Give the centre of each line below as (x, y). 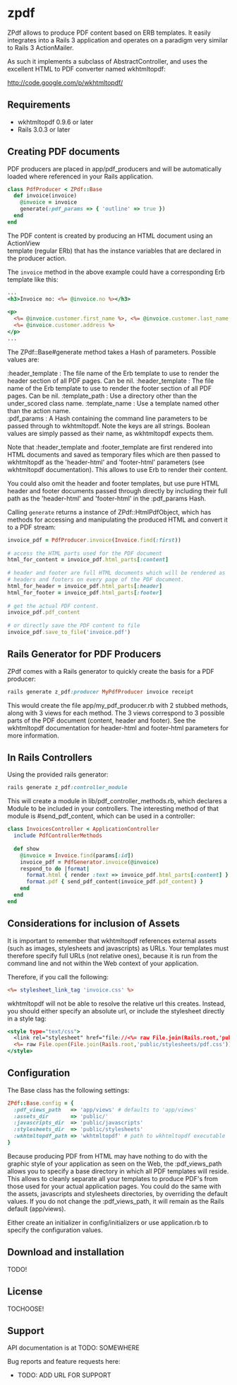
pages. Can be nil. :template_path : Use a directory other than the (102, 396)
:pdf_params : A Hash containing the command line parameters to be (108, 418)
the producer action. (37, 258)
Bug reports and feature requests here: (64, 1362)
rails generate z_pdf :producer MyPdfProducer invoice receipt (101, 691)
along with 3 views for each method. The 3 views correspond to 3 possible (116, 713)
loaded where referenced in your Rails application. (80, 176)
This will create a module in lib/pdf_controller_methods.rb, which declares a (117, 801)
